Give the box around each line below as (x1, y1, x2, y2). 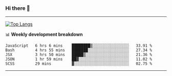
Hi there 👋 (5, 5, 31, 12)
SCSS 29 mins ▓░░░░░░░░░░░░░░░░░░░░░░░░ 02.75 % (5, 61, 153, 66)
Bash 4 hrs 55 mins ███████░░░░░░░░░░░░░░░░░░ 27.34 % (5, 48, 153, 53)
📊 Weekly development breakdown (5, 31, 83, 37)
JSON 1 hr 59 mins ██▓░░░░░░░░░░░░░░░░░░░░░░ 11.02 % (5, 56, 153, 62)
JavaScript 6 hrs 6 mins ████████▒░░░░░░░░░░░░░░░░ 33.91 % (5, 43, 153, 48)
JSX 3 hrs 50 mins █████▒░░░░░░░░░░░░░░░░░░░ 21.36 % (5, 52, 153, 58)
